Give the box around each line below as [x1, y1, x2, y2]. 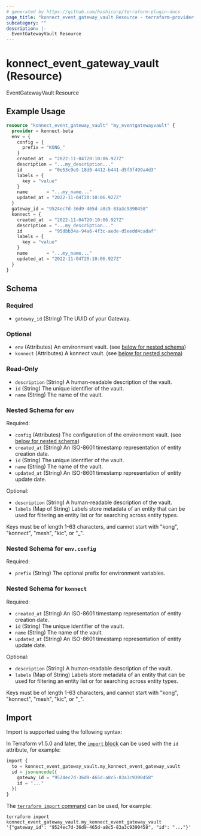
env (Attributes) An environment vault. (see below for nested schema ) [14, 343, 187, 350]
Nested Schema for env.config [6, 545, 97, 553]
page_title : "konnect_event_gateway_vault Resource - [6, 14, 144, 20]
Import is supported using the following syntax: [6, 728, 123, 736]
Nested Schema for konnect [6, 584, 87, 593]
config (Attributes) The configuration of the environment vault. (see [14, 431, 182, 438]
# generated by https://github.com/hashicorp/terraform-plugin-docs [6, 8, 181, 15]
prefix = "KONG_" [22, 145, 66, 151]
